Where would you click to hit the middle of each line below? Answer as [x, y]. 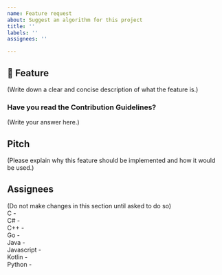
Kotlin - [18, 257]
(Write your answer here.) [44, 122]
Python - [20, 264]
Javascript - [24, 250]
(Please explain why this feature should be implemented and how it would [111, 161]
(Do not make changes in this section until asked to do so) [89, 206]
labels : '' [23, 33]
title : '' [21, 26]
